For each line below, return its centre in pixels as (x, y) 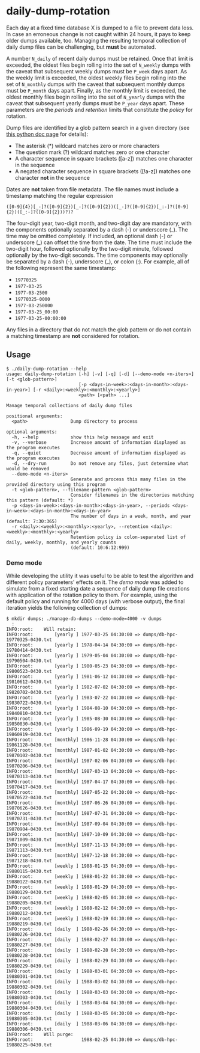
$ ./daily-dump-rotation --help (46, 369)
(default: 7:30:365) (32, 521)
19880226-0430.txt (29, 935)
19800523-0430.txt (29, 672)
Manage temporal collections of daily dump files (69, 405)
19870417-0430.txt (29, 787)
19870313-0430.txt (29, 777)
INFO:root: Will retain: (41, 630)
